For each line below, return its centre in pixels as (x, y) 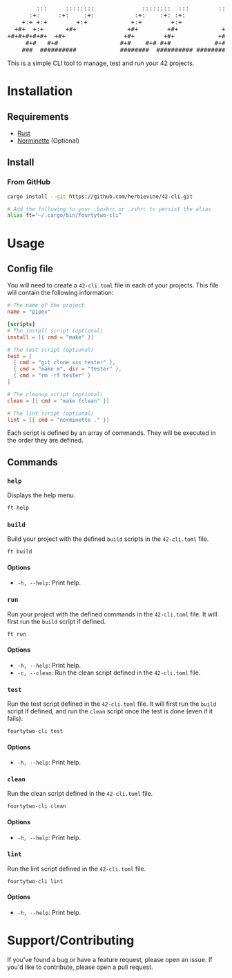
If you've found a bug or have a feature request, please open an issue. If (110, 959)
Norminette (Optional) (48, 141)
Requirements (38, 117)
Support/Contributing (71, 941)
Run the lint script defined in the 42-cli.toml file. (77, 869)
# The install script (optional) (55, 330)
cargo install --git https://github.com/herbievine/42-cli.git (100, 196)
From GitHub (29, 182)
